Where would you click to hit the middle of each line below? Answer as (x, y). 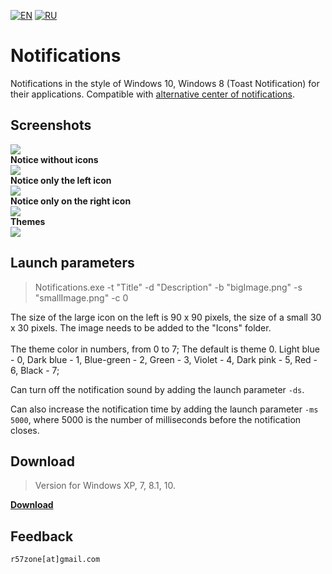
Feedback (42, 536)
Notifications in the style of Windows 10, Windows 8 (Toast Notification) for (165, 83)
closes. (25, 430)
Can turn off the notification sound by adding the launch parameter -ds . (157, 389)
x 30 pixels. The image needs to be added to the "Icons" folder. (141, 327)
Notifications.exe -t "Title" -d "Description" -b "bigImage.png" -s (168, 287)
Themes (28, 221)
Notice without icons (54, 159)
